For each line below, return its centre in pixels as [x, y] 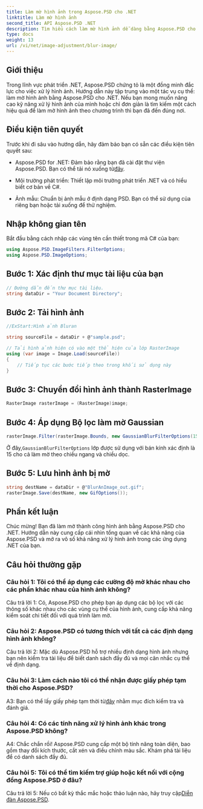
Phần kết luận [32, 512]
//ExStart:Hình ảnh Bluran [42, 326]
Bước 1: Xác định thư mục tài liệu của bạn [85, 274]
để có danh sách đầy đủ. [37, 756]
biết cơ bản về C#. [38, 187]
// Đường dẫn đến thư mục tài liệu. [55, 288]
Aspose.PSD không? [37, 731]
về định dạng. [23, 665]
